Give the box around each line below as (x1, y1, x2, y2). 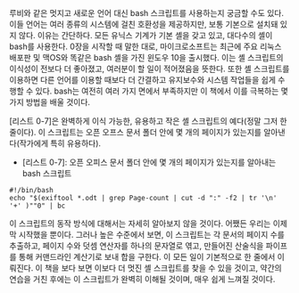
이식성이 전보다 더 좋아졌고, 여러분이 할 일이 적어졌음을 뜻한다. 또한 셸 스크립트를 (9, 63, 290, 74)
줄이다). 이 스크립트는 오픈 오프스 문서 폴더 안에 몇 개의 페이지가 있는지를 (9, 127, 262, 137)
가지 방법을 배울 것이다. (9, 97, 91, 107)
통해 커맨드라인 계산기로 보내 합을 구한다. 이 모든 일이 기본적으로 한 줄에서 (18, 252, 276, 262)
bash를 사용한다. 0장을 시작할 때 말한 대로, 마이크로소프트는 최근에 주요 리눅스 (9, 41, 282, 52)
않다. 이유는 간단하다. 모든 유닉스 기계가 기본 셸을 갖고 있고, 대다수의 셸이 (18, 30, 273, 40)
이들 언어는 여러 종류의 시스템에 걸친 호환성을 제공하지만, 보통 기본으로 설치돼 (9, 19, 278, 29)
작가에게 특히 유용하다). (19, 138, 101, 149)
